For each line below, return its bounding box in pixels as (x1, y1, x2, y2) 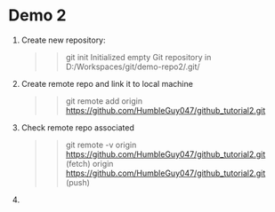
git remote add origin (65, 95, 143, 106)
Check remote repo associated (20, 122, 135, 133)
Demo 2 (8, 5, 67, 26)
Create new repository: (20, 35, 106, 45)
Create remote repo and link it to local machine (20, 78, 193, 89)
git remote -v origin (65, 139, 137, 150)
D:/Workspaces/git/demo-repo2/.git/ (65, 61, 201, 72)
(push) (65, 177, 91, 187)
